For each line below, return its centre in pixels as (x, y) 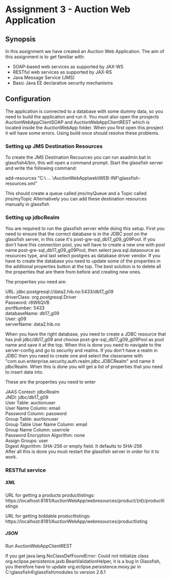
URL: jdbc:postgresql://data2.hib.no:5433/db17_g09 (59, 292)
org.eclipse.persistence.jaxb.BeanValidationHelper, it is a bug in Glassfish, (83, 561)
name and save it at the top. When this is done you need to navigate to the (83, 345)
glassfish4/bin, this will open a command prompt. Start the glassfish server (84, 163)
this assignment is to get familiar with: (45, 57)
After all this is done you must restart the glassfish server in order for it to (82, 452)
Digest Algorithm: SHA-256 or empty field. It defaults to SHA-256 (74, 446)
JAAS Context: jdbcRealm (32, 392)
